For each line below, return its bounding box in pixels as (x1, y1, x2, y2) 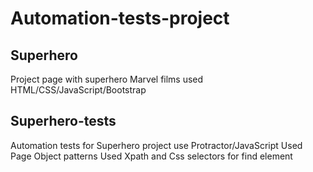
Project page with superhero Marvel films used (10, 73, 204, 85)
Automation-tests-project (10, 7, 230, 30)
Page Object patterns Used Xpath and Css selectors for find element (10, 150, 293, 162)
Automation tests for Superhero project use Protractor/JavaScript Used (10, 139, 303, 151)
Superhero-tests (10, 113, 117, 130)
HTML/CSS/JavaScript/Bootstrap (10, 84, 147, 96)
